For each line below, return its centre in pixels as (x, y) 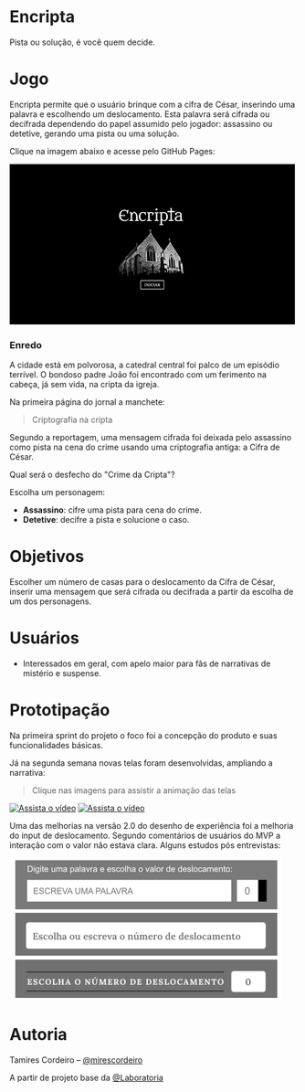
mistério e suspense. (62, 673)
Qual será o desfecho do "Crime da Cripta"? (92, 475)
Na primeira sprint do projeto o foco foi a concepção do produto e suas (143, 735)
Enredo (26, 345)
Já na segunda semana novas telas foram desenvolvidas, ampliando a (141, 763)
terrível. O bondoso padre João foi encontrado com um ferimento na (138, 375)
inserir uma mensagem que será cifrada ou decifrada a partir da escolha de (152, 592)
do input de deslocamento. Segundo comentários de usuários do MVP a (145, 835)
